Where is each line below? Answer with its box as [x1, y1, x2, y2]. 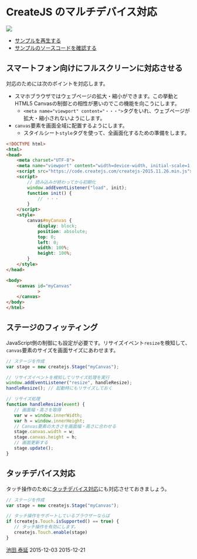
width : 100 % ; [37, 245, 69, 251]
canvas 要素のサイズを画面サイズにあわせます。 [6, 347, 119, 354]
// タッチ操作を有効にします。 [13, 524, 79, 530]
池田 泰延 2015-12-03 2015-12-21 [6, 546, 86, 553]
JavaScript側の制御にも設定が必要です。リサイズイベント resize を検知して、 [6, 339, 191, 346]
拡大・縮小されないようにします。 [23, 114, 106, 121]
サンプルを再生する [14, 36, 62, 44]
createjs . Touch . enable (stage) [13, 530, 88, 535]
